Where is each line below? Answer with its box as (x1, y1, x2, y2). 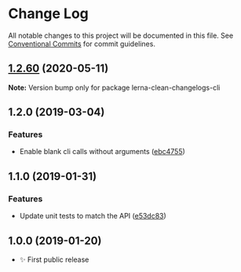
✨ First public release (19, 255, 89, 264)
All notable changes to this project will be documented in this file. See (8, 31, 234, 40)
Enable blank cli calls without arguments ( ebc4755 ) (19, 147, 186, 156)
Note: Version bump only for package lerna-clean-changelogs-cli (8, 83, 221, 92)
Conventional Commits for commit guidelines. (8, 39, 155, 48)
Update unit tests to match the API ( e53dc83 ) (19, 211, 166, 221)
